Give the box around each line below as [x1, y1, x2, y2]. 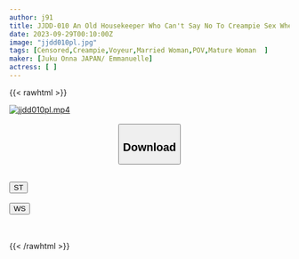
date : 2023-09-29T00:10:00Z [9, 29, 114, 38]
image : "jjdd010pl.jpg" [9, 37, 98, 47]
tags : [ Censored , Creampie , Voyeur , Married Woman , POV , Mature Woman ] [9, 46, 269, 55]
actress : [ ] [9, 63, 58, 72]
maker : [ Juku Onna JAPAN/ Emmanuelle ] [9, 54, 153, 63]
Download [123, 140, 176, 154]
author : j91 [9, 12, 53, 22]
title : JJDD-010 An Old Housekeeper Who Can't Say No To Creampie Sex [9, 21, 277, 30]
